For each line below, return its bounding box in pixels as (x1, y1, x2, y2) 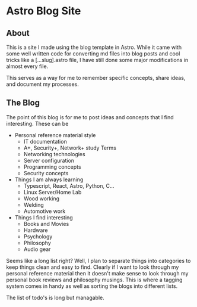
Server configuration (23, 157, 75, 164)
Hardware (23, 227, 48, 234)
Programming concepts (23, 163, 81, 170)
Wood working (23, 195, 59, 202)
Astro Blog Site (6, 4, 81, 18)
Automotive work (23, 207, 66, 215)
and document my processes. (6, 80, 79, 88)
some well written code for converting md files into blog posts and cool (6, 50, 180, 57)
